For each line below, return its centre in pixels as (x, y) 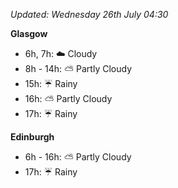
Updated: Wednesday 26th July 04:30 (89, 14)
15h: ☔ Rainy (51, 83)
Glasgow (29, 33)
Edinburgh (32, 137)
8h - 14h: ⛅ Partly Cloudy (78, 68)
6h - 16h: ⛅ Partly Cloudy (78, 157)
